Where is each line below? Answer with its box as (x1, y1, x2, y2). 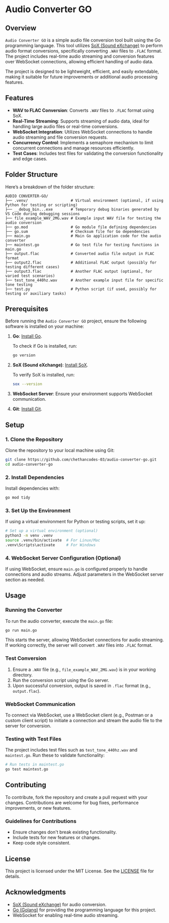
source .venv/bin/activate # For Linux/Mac (5, 537, 100, 542)
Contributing (5, 781, 46, 789)
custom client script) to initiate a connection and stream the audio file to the (5, 718, 162, 724)
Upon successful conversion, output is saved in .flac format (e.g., (12, 682, 151, 689)
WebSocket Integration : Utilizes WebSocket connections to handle (12, 129, 152, 135)
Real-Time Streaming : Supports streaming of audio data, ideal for (12, 118, 150, 124)
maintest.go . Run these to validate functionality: (5, 752, 105, 759)
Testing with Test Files (5, 735, 62, 742)
